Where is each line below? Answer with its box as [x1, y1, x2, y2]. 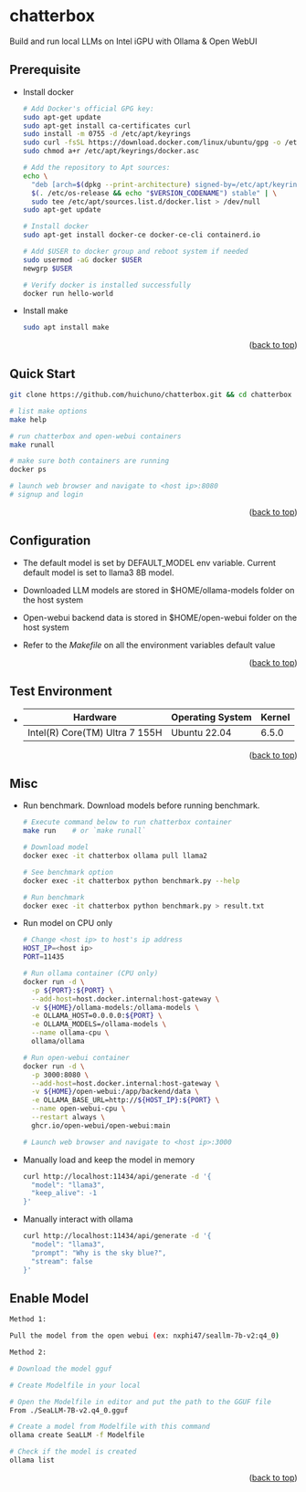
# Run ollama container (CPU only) [22, 969, 159, 978]
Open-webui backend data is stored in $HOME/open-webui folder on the [22, 612, 298, 623]
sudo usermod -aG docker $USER [22, 255, 142, 265]
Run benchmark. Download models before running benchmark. [22, 800, 260, 811]
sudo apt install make [22, 323, 110, 332]
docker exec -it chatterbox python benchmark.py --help [22, 876, 240, 886]
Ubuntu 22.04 [171, 726, 232, 739]
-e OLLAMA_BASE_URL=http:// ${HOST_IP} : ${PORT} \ [31, 1096, 220, 1105]
